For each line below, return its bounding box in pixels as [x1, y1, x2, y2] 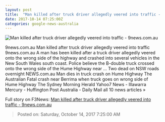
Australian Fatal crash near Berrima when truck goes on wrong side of [5, 76, 149, 82]
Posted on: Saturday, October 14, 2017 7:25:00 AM [17, 112, 120, 118]
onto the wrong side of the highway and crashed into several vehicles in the [5, 55, 160, 61]
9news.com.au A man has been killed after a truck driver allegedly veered [5, 50, 156, 56]
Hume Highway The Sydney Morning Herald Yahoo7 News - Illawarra [5, 82, 146, 88]
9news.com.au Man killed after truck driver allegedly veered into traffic [5, 44, 150, 50]
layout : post [5, 7, 32, 12]
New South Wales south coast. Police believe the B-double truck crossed [5, 60, 155, 66]
